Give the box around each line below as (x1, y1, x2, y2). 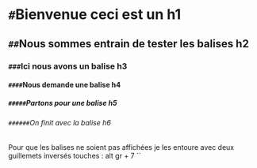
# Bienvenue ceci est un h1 (8, 6, 182, 24)
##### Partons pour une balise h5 (8, 98, 117, 107)
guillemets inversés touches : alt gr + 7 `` (8, 151, 141, 160)
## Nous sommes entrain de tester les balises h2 (8, 37, 250, 50)
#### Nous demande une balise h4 (8, 80, 121, 90)
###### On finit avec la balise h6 (8, 118, 111, 128)
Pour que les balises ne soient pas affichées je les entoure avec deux (8, 142, 235, 151)
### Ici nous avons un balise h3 (8, 61, 128, 72)
